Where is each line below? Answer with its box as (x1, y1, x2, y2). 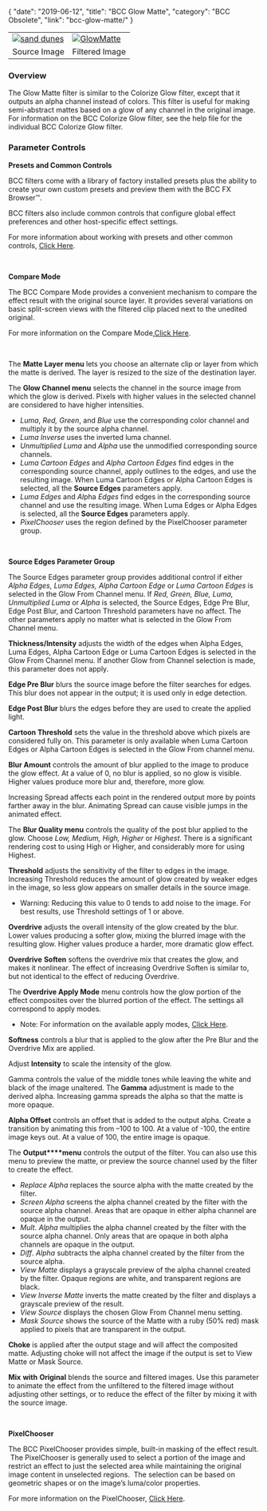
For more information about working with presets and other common (8, 232, 234, 242)
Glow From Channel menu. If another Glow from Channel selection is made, (8, 655, 256, 665)
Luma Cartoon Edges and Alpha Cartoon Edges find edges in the (19, 458, 234, 467)
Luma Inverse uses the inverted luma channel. (19, 432, 171, 442)
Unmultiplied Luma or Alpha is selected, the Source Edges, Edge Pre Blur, (8, 597, 250, 607)
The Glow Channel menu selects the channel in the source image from (8, 383, 241, 392)
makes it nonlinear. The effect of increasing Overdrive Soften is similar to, (8, 962, 249, 973)
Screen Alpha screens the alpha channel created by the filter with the (19, 1197, 248, 1207)
